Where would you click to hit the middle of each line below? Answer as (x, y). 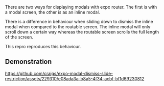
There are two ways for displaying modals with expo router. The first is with (81, 7)
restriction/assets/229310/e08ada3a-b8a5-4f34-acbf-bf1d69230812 (75, 78)
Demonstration (29, 62)
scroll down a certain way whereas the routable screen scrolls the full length (82, 32)
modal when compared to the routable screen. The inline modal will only (78, 27)
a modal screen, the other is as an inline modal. (53, 12)
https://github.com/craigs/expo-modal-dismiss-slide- (59, 73)
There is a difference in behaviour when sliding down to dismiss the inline (79, 22)
